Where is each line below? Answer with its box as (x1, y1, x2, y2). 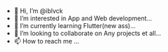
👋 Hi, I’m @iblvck (13, 7, 63, 15)
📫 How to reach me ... (13, 37, 79, 45)
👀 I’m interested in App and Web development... (13, 14, 153, 22)
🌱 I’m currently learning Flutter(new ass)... (13, 22, 136, 30)
